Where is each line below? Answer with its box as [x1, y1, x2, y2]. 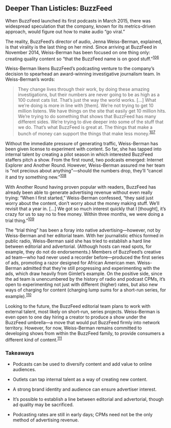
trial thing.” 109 [5, 216, 35, 223]
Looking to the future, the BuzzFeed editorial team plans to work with [5, 303, 151, 309]
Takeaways [5, 349, 34, 356]
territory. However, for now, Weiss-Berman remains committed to [5, 325, 142, 331]
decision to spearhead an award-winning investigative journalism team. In [5, 71, 161, 77]
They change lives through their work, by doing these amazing [17, 86, 150, 93]
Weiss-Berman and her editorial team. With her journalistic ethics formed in [5, 233, 164, 239]
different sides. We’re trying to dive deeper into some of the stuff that [17, 119, 164, 125]
